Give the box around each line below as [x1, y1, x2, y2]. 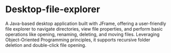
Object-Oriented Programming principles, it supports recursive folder [5, 37, 151, 43]
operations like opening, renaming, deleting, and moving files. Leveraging [5, 31, 160, 37]
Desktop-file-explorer [5, 4, 101, 15]
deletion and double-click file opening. [5, 42, 87, 48]
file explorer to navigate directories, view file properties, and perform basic [5, 25, 163, 32]
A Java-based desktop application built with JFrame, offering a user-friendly [5, 20, 166, 26]
